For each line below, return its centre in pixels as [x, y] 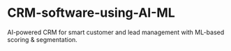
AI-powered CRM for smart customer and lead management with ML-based [116, 32]
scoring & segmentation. [43, 39]
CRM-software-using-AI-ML [91, 13]
